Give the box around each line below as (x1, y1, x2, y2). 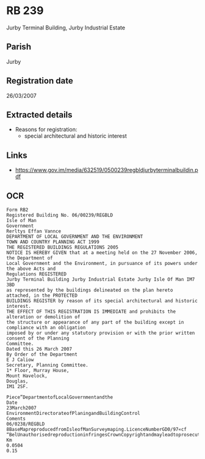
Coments (6, 416, 26, 422)
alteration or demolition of (6, 314, 81, 320)
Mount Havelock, (6, 373, 48, 379)
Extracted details (6, 110, 73, 120)
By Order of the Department (6, 351, 78, 357)
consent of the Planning (6, 335, 70, 341)
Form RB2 (6, 207, 29, 213)
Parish (6, 42, 32, 52)
